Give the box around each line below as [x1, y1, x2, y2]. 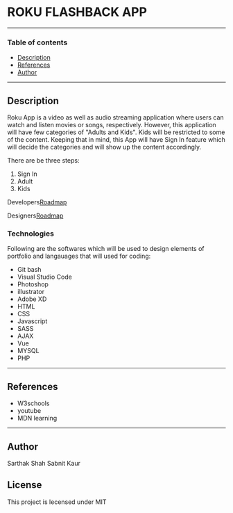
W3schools [17, 399, 50, 407]
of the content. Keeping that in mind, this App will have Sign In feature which [7, 136, 225, 144]
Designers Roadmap [7, 211, 64, 220]
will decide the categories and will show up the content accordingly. [7, 143, 202, 152]
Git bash [17, 266, 42, 274]
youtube [17, 407, 42, 415]
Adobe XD [17, 295, 47, 303]
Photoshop [17, 280, 49, 288]
